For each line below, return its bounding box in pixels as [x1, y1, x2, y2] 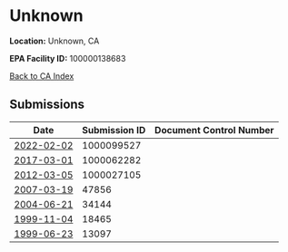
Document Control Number [154, 123, 274, 136]
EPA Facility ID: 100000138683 [9, 53, 126, 63]
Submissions [9, 97, 84, 112]
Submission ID [81, 123, 146, 136]
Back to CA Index [9, 70, 74, 82]
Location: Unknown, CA [9, 35, 100, 46]
